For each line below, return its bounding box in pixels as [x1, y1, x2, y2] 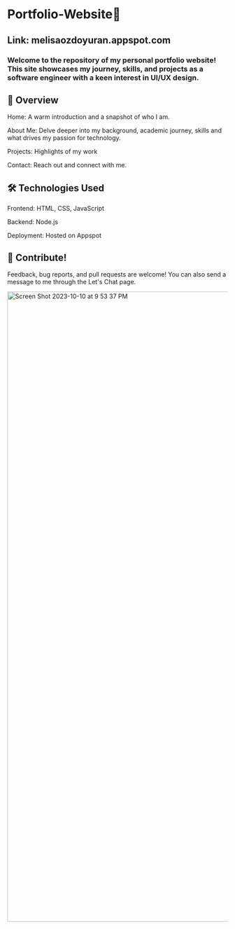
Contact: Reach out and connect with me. [7, 161, 127, 169]
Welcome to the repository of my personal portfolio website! [7, 55, 217, 65]
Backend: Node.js [7, 218, 58, 226]
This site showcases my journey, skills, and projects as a [7, 64, 204, 74]
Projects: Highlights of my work [7, 147, 98, 156]
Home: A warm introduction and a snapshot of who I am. [7, 113, 170, 121]
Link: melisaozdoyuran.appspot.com [7, 34, 171, 46]
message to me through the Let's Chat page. [7, 277, 136, 286]
